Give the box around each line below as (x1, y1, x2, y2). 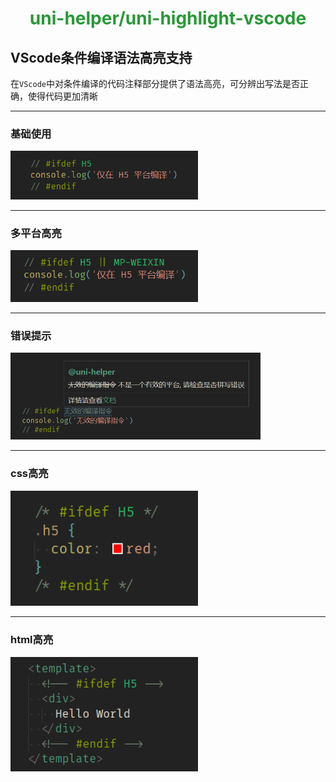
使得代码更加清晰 (27, 90, 98, 102)
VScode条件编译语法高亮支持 (10, 49, 193, 66)
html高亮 (10, 633, 54, 647)
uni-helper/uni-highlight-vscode (29, 7, 307, 30)
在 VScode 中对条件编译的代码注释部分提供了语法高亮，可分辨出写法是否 (10, 78, 300, 89)
